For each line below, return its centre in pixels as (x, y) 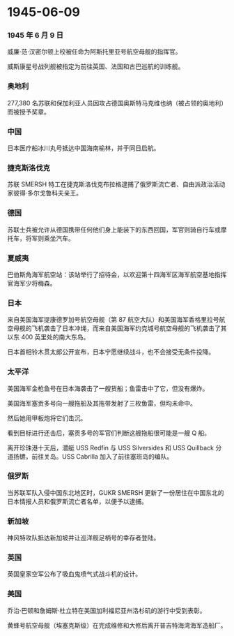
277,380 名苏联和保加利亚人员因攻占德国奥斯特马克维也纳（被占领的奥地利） (116, 103)
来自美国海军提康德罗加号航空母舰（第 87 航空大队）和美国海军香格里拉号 (113, 320)
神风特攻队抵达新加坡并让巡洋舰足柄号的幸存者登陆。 (84, 538)
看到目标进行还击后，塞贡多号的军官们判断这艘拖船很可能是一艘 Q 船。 (109, 433)
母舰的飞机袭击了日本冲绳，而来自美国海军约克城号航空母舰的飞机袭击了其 (120, 328)
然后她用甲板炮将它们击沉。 (47, 418)
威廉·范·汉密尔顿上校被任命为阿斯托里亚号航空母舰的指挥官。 (95, 52)
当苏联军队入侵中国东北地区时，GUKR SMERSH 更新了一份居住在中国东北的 (116, 492)
